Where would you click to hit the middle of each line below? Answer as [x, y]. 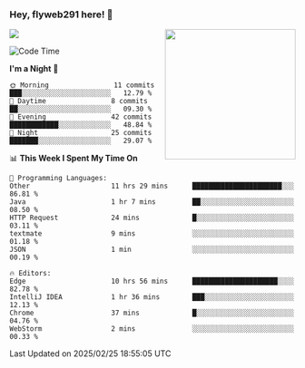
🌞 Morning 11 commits [82, 85]
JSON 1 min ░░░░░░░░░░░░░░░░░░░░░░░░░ [152, 250]
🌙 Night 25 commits [81, 133]
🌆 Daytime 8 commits [79, 102]
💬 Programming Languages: [58, 179]
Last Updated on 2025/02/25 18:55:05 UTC [90, 353]
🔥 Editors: [30, 274]
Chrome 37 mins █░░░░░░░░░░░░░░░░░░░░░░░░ [152, 313]
